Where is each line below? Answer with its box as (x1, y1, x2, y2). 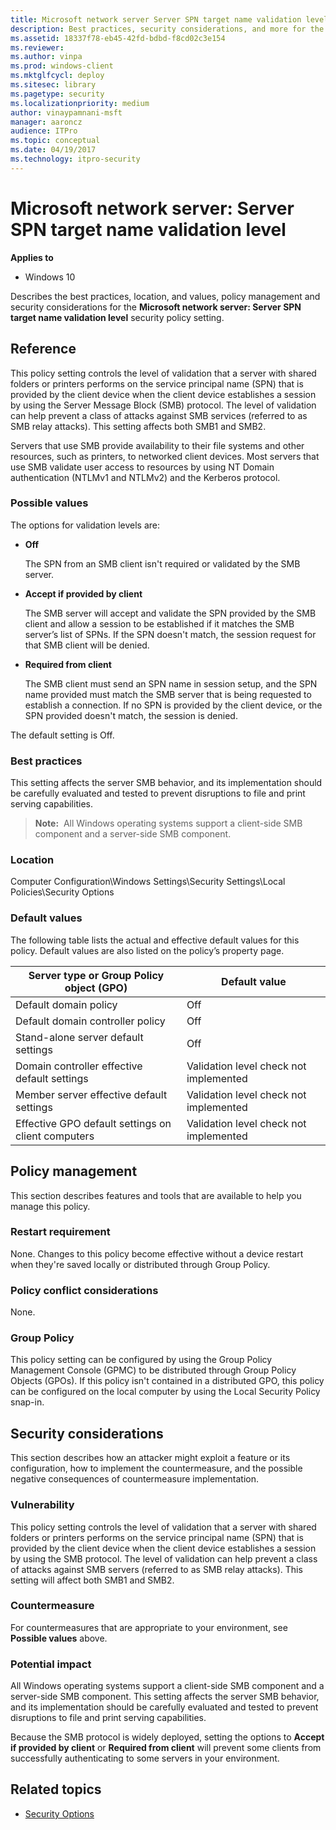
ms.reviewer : (10, 42, 65, 53)
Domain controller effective (15, 1059, 143, 1073)
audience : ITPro (10, 126, 78, 136)
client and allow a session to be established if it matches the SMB (24, 617, 295, 630)
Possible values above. (10, 1632, 108, 1644)
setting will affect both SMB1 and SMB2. (10, 1574, 175, 1586)
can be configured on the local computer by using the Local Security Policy (10, 1386, 321, 1398)
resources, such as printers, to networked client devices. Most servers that (10, 450, 320, 462)
